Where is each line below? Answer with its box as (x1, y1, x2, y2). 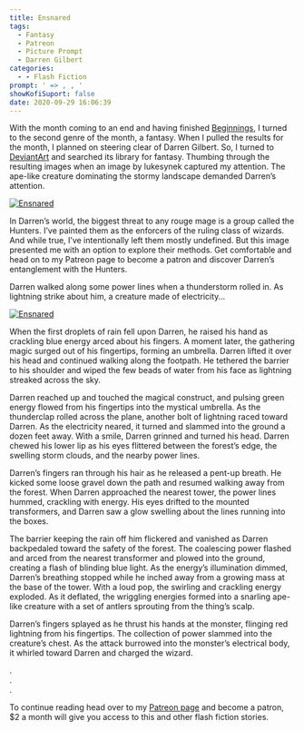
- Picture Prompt (17, 47, 83, 56)
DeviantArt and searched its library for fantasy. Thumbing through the (9, 152, 270, 163)
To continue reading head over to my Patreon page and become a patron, (9, 702, 284, 713)
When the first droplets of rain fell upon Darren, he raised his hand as (9, 326, 269, 337)
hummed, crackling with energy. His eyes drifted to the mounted (9, 497, 250, 508)
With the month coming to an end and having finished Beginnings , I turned (9, 123, 288, 133)
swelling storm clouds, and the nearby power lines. (9, 450, 201, 461)
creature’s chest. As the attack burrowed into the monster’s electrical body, (9, 637, 290, 649)
